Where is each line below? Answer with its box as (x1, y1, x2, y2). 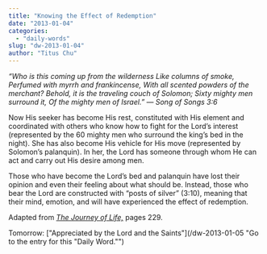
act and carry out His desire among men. (8, 156, 144, 165)
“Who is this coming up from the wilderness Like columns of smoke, (8, 72, 235, 81)
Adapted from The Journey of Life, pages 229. (8, 213, 163, 222)
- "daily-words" (15, 34, 70, 43)
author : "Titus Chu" (8, 49, 78, 57)
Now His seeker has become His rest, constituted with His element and (8, 113, 244, 122)
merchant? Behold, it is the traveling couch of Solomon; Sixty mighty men (8, 89, 253, 98)
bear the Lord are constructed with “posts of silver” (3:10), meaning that (8, 189, 248, 198)
